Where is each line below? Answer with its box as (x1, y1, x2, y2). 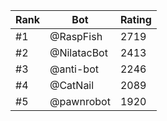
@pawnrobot (49, 95, 111, 108)
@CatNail (49, 79, 95, 92)
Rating (119, 13, 152, 26)
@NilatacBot (49, 46, 108, 59)
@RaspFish (49, 30, 103, 43)
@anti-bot (49, 62, 99, 76)
